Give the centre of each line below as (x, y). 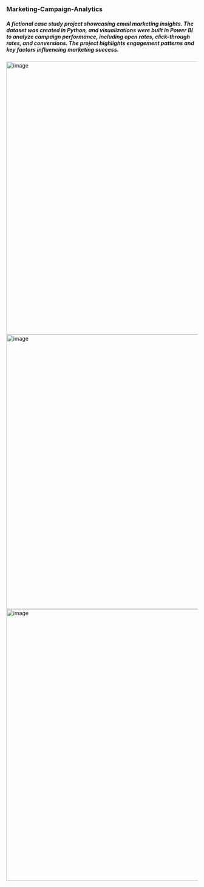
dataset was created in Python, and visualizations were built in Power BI (100, 30)
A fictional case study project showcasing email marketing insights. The (100, 24)
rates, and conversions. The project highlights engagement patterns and (100, 43)
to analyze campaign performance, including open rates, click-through (98, 37)
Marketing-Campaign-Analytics (55, 9)
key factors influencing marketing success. (63, 49)
